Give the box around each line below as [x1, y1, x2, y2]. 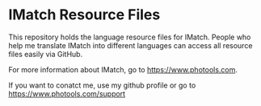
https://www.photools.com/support [8, 88, 126, 98]
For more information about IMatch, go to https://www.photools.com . [8, 64, 238, 74]
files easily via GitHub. [8, 49, 83, 59]
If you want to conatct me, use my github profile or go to [8, 80, 196, 90]
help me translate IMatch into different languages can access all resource [8, 40, 253, 50]
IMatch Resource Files [8, 6, 161, 24]
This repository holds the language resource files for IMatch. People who [8, 32, 251, 42]
